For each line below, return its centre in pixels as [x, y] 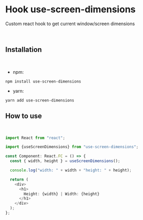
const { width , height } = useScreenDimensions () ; [65, 161]
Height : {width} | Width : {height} [62, 194]
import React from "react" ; [35, 138]
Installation [24, 50]
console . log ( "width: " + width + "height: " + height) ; [71, 170]
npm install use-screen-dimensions [43, 81]
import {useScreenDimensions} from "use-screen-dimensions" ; [72, 147]
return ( [19, 179]
